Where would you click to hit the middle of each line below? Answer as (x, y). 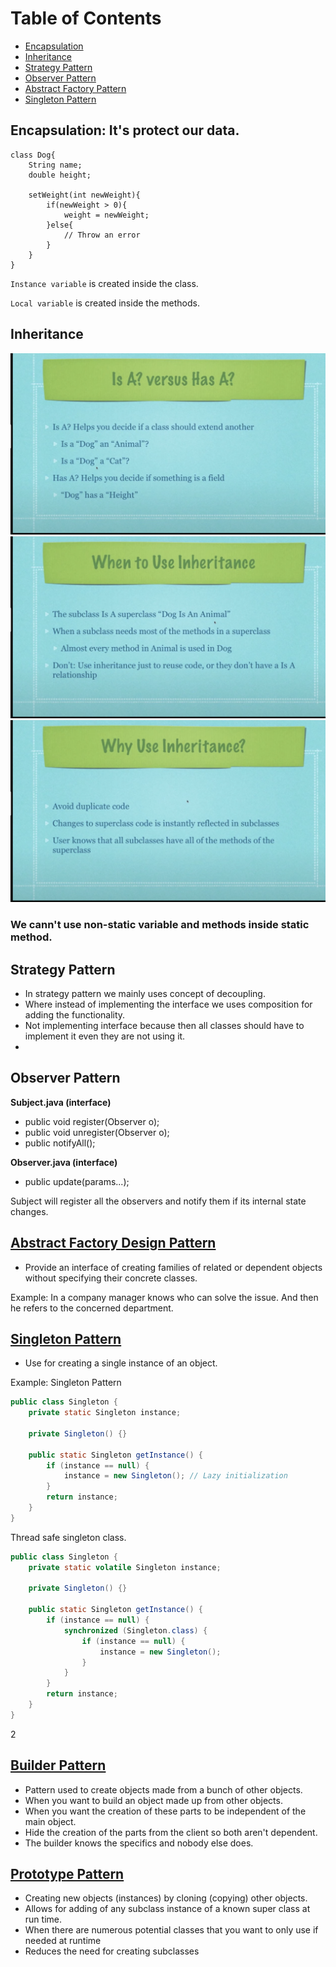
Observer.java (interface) (64, 1162)
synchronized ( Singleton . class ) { (135, 1630)
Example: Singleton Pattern (66, 1383)
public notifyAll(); (60, 1143)
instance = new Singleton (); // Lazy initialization (175, 1476)
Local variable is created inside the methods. (105, 303)
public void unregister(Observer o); (97, 1132)
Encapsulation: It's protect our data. (125, 130)
